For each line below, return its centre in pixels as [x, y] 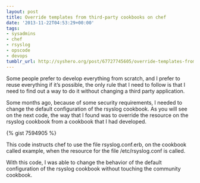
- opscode [18, 51]
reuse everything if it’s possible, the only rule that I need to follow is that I [96, 84]
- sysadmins [21, 34]
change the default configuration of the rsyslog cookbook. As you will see [97, 109]
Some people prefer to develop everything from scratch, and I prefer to [93, 78]
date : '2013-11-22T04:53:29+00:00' [50, 23]
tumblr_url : [21, 61]
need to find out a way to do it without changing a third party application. [96, 91]
